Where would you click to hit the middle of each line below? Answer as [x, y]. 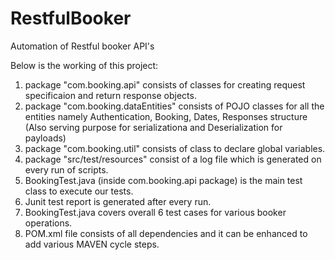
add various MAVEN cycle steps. [92, 244]
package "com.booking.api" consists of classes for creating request [165, 84]
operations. [48, 223]
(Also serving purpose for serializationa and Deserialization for [153, 127]
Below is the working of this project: [84, 65]
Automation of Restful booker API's [82, 46]
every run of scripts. [66, 169]
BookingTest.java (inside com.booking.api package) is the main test [163, 180]
